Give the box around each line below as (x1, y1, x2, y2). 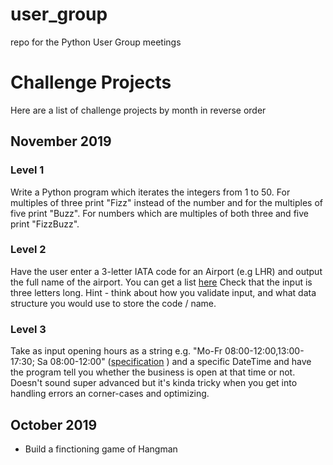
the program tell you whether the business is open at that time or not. (10, 366, 296, 378)
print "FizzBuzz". (10, 218, 80, 230)
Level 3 (10, 322, 47, 336)
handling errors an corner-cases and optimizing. (10, 388, 210, 400)
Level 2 (10, 243, 47, 257)
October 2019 (10, 416, 98, 433)
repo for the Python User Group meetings (10, 36, 182, 48)
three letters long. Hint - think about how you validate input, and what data (10, 286, 317, 298)
